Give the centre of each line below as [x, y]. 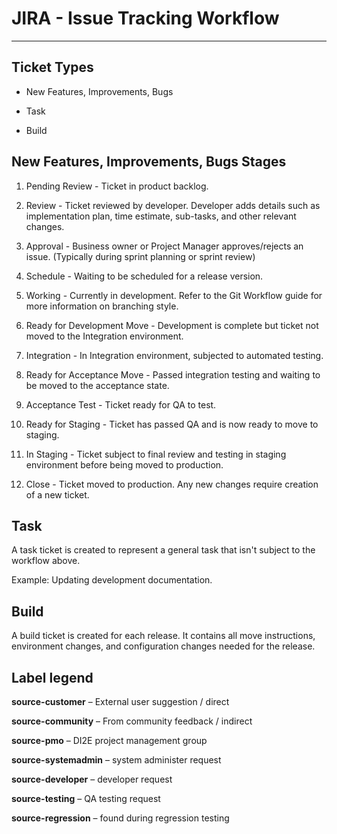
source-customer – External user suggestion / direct [120, 701]
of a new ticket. [57, 494]
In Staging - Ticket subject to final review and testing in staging [156, 454]
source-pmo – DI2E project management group [109, 740]
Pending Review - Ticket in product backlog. [117, 186]
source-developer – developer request [92, 779]
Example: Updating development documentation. [112, 580]
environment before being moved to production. [124, 464]
